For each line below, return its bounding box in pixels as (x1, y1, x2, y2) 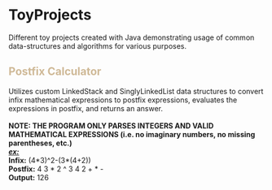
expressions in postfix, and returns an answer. (8, 103, 163, 113)
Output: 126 (8, 172, 49, 182)
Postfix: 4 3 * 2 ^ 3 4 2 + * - (8, 164, 104, 174)
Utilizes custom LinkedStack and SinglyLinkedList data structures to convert (8, 86, 264, 96)
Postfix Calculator (8, 65, 102, 79)
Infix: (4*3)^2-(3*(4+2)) (8, 155, 91, 165)
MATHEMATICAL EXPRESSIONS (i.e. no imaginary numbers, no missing (8, 129, 256, 139)
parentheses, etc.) (8, 138, 72, 148)
